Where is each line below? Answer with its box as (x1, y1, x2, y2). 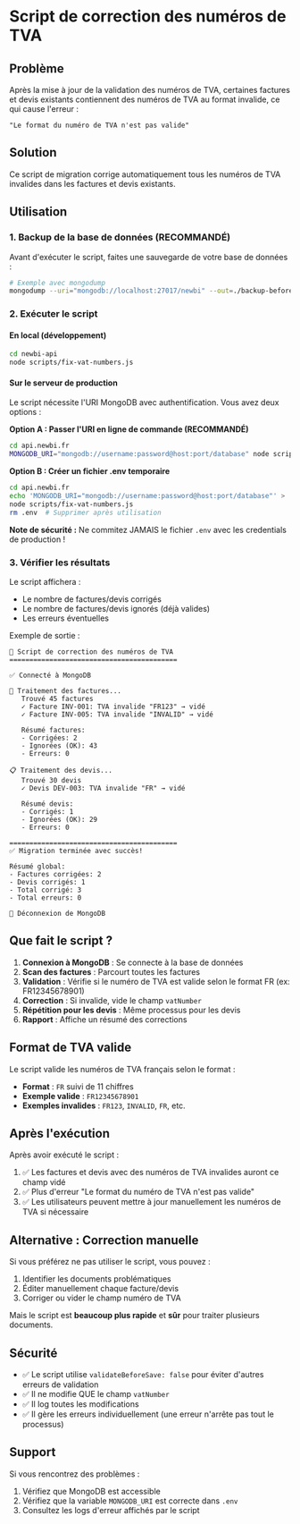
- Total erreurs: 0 (9, 893, 82, 902)
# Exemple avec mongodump (9, 278, 105, 287)
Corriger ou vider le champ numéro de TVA (21, 1292, 181, 1303)
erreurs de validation (21, 1379, 99, 1390)
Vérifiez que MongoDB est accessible (21, 1486, 161, 1496)
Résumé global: (9, 861, 66, 871)
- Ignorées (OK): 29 (21, 815, 98, 824)
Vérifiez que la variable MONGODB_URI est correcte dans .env (21, 1495, 238, 1506)
